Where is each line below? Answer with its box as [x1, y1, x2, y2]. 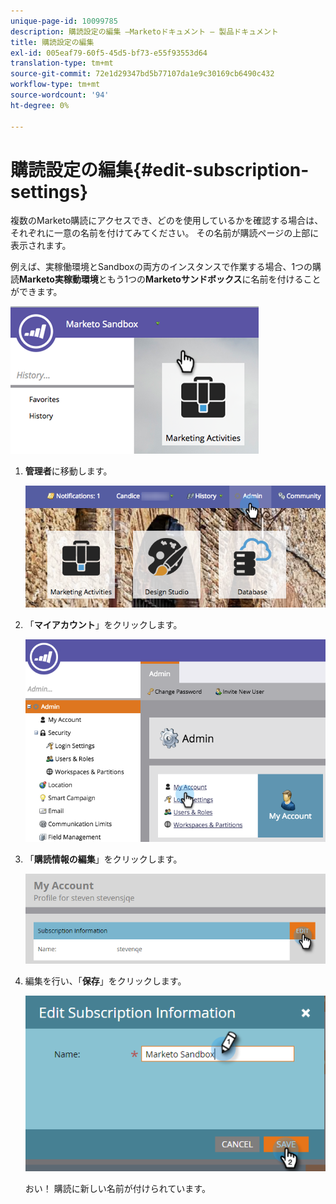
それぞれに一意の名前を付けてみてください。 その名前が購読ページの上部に [10, 227, 320, 239]
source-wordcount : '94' [10, 90, 110, 100]
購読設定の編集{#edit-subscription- [10, 158, 310, 181]
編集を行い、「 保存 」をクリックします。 [24, 975, 187, 987]
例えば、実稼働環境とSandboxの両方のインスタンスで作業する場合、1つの [10, 261, 313, 273]
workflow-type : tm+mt [10, 80, 101, 90]
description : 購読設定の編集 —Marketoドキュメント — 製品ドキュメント [10, 26, 279, 37]
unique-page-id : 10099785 [10, 16, 118, 26]
